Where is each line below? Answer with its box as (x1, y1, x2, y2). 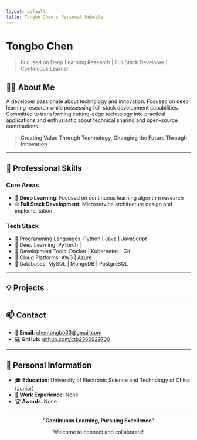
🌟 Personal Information (6, 360, 92, 370)
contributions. (6, 123, 40, 130)
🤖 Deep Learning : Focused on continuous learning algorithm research (14, 194, 184, 201)
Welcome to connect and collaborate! (53, 428, 144, 435)
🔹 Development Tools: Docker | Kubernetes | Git (14, 248, 131, 255)
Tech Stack (6, 221, 39, 230)
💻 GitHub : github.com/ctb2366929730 (14, 335, 110, 342)
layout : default (6, 8, 46, 15)
